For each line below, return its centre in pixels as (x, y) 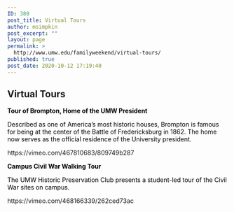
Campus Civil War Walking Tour (54, 167)
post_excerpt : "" (33, 33)
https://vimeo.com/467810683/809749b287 (71, 153)
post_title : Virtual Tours (47, 20)
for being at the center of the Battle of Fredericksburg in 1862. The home (112, 132)
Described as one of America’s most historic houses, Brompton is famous (113, 125)
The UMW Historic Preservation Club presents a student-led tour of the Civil (117, 180)
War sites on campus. (39, 188)
